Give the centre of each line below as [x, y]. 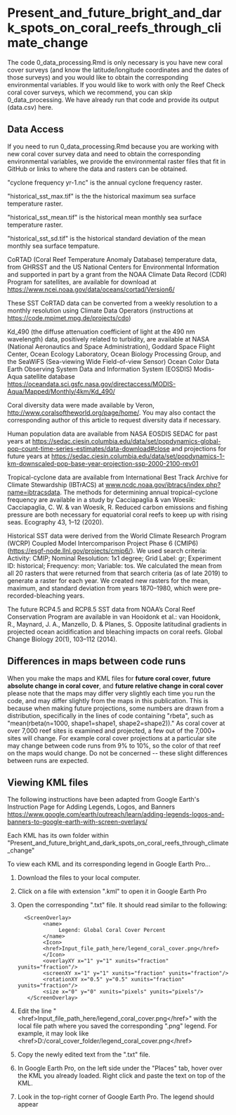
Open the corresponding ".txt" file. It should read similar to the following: [122, 905]
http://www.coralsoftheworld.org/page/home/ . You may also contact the [112, 412]
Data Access [36, 129]
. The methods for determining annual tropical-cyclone [139, 492]
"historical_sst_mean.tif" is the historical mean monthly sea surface [105, 217]
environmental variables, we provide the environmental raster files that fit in [117, 161]
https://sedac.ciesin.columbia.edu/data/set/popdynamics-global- [126, 441]
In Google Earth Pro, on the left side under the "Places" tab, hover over [120, 1069]
